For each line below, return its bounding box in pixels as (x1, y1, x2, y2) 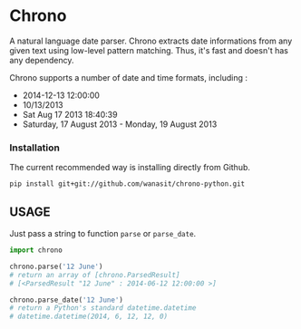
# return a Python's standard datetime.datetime (9, 304, 197, 313)
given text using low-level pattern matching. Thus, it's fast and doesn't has (9, 44, 288, 55)
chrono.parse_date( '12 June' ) (9, 295, 124, 305)
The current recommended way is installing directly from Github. (9, 162, 251, 173)
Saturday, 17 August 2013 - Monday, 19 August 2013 (22, 119, 218, 130)
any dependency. (9, 54, 74, 65)
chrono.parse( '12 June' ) (9, 262, 103, 271)
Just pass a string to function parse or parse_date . (9, 228, 197, 239)
